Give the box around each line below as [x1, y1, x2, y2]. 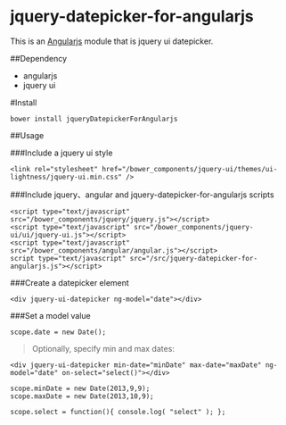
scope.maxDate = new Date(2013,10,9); [10, 391, 154, 401]
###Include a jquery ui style [10, 147, 113, 158]
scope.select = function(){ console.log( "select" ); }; [10, 407, 226, 416]
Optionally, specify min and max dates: [31, 343, 175, 354]
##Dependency [10, 53, 68, 63]
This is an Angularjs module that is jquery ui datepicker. [10, 36, 214, 46]
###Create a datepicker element [10, 277, 130, 287]
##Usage [10, 129, 45, 140]
